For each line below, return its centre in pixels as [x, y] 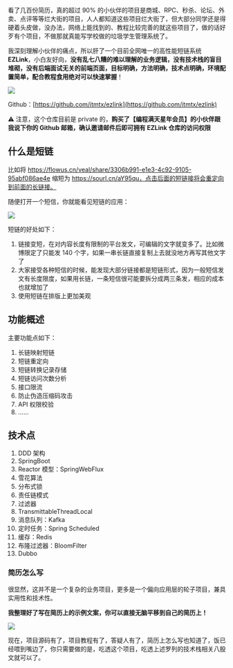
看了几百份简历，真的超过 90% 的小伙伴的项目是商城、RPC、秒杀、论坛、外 [116, 10]
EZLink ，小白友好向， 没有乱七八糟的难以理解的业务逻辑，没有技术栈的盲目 [115, 59]
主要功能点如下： [32, 337]
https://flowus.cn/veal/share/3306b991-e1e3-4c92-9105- [110, 169]
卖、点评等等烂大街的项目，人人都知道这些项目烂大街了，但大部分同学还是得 [117, 19]
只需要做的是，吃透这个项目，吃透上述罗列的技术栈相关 [134, 649]
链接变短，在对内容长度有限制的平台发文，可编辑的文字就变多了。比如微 [121, 243]
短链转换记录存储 [42, 369]
